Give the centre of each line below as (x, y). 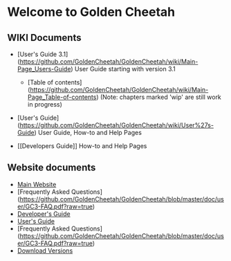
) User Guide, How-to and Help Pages (88, 133)
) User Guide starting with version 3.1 (123, 69)
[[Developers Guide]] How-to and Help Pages (82, 146)
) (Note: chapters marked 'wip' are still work (159, 97)
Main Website (37, 184)
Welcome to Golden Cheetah (91, 12)
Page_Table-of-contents (62, 97)
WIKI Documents (44, 38)
